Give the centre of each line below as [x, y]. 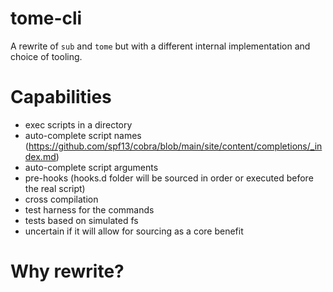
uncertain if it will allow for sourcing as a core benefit [134, 231]
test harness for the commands [89, 209]
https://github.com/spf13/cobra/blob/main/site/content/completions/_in [175, 146]
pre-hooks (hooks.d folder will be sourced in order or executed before [169, 178]
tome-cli [46, 18]
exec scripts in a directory [78, 124]
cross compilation [61, 199]
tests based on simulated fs [81, 220]
